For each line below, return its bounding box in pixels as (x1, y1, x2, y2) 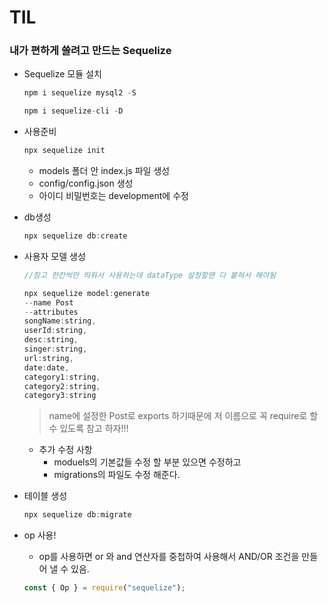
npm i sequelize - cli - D (23, 106, 124, 116)
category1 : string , (23, 372, 101, 382)
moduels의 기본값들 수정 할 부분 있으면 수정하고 (53, 456, 242, 468)
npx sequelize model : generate (23, 288, 151, 298)
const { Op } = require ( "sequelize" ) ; (23, 583, 186, 593)
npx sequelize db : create (23, 231, 128, 241)
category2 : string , (23, 381, 101, 391)
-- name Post (23, 297, 74, 308)
